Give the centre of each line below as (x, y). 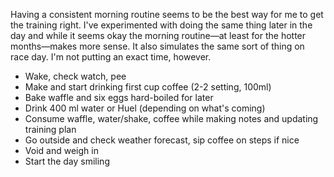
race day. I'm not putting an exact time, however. (111, 57)
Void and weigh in (61, 150)
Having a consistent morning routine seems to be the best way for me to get (167, 14)
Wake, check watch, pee (75, 76)
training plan (50, 129)
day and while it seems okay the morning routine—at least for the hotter (158, 35)
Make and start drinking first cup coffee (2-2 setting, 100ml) (148, 87)
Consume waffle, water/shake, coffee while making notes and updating (171, 118)
